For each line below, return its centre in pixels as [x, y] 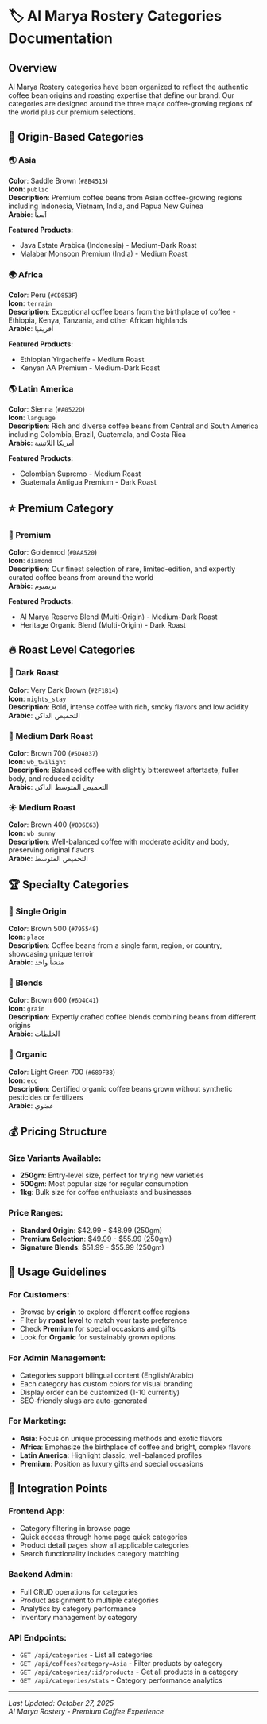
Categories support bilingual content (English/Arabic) [107, 1375]
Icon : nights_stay [37, 698]
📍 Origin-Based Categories [76, 137]
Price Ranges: [36, 1213]
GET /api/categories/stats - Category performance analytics [121, 1680]
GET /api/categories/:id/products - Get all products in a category [129, 1672]
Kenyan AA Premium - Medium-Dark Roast [90, 368]
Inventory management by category [78, 1617]
